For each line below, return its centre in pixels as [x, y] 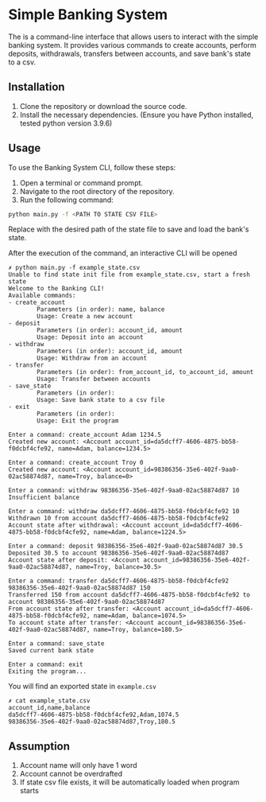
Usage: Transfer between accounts [94, 380]
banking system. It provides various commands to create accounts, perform [132, 45]
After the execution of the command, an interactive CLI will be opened [123, 253]
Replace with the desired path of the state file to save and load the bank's [129, 229]
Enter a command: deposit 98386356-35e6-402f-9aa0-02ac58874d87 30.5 [126, 547]
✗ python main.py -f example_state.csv [74, 268]
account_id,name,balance [49, 708]
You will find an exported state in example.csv [82, 687]
